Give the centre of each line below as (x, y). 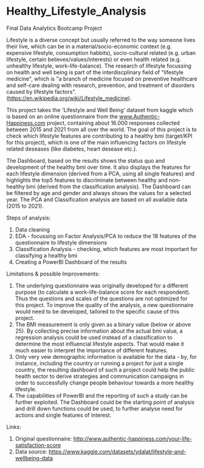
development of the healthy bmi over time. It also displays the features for (99, 167)
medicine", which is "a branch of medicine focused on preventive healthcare (102, 79)
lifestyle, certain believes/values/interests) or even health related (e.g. (94, 59)
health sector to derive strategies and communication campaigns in (99, 376)
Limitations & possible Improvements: (53, 274)
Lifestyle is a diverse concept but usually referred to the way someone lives (101, 40)
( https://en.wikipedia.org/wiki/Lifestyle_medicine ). (69, 98)
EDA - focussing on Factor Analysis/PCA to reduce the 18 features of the (106, 236)
